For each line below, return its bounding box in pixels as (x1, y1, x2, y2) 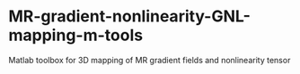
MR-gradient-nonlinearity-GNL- (8, 6, 251, 27)
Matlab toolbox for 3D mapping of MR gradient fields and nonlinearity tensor (8, 54, 291, 65)
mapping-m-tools (8, 25, 144, 45)
